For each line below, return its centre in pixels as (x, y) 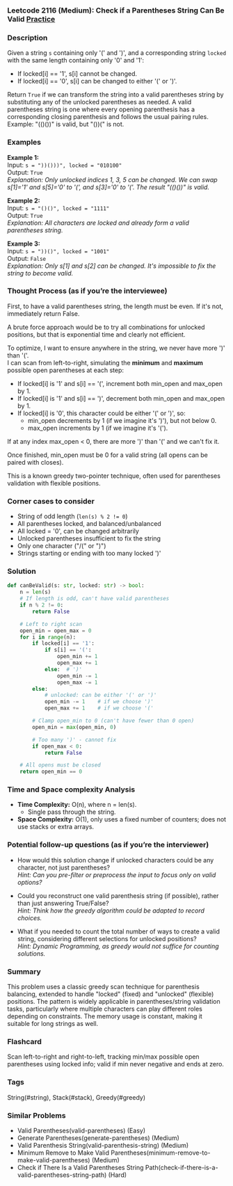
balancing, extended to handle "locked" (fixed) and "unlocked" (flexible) (111, 994)
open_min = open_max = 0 (56, 631)
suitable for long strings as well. (53, 1024)
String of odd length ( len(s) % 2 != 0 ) (72, 516)
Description (27, 38)
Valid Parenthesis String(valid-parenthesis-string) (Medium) (103, 1145)
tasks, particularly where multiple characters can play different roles (105, 1009)
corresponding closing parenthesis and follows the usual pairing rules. (108, 117)
